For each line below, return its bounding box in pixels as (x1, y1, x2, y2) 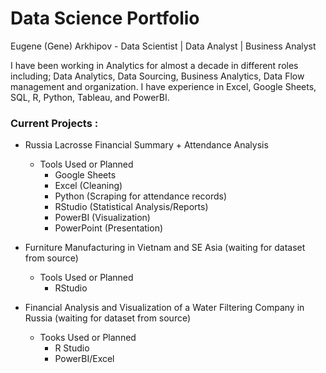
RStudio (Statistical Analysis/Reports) (54, 201, 209, 213)
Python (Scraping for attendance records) (54, 190, 228, 202)
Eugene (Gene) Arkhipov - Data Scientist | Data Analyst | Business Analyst (10, 40, 317, 52)
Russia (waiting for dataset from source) (24, 312, 192, 324)
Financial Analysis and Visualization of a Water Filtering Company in (24, 302, 305, 314)
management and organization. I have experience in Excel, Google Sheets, (10, 80, 317, 92)
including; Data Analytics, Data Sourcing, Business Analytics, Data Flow (10, 70, 305, 82)
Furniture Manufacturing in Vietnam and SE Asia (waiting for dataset (24, 242, 306, 254)
